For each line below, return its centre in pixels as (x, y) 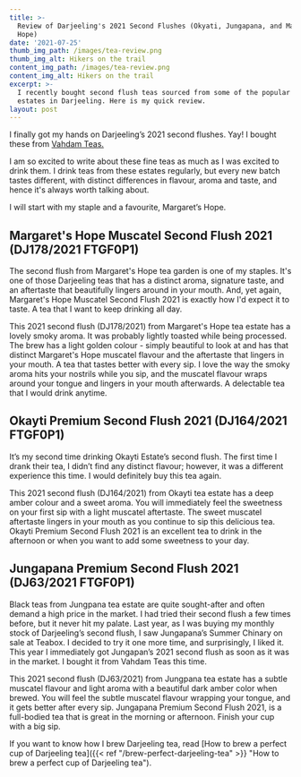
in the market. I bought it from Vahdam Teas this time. (108, 661)
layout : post (34, 109)
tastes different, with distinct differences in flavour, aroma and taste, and (143, 181)
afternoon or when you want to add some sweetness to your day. (129, 540)
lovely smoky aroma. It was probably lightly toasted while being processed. (148, 336)
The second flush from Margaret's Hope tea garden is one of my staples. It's (150, 271)
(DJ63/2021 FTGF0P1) (72, 583)
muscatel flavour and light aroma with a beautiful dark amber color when (143, 688)
